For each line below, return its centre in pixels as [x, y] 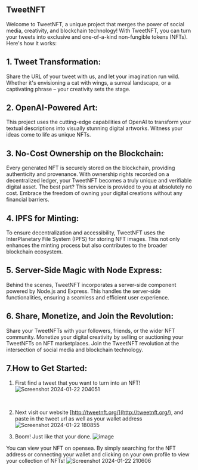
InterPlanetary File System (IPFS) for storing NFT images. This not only [93, 239]
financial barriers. [28, 200]
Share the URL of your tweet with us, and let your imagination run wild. [93, 76]
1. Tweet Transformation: [54, 62]
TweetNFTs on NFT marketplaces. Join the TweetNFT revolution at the [93, 343]
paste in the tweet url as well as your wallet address [78, 418]
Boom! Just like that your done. [53, 436]
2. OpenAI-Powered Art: [52, 108]
